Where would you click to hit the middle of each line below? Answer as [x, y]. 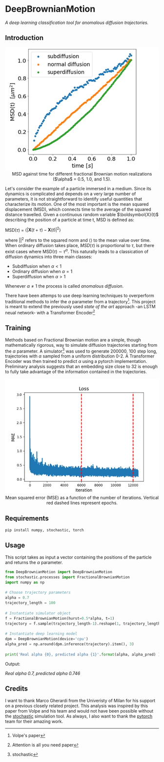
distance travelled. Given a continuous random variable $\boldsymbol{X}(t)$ [82, 214]
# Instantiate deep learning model [41, 634]
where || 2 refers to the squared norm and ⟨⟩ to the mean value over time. [78, 240]
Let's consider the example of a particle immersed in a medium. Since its [78, 188]
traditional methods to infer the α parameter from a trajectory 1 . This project [80, 301]
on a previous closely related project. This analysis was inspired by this [77, 706]
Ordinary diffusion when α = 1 [42, 271]
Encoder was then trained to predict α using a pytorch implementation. [76, 361]
